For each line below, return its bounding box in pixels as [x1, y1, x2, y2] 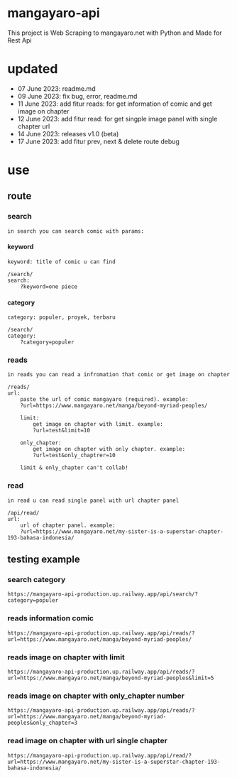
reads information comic [7, 613, 94, 623]
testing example [7, 554, 80, 566]
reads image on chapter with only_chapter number [7, 691, 184, 701]
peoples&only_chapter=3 [7, 719, 78, 727]
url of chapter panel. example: [20, 522, 116, 529]
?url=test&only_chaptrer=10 [33, 452, 116, 459]
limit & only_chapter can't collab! [20, 464, 129, 471]
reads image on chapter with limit [7, 652, 126, 662]
